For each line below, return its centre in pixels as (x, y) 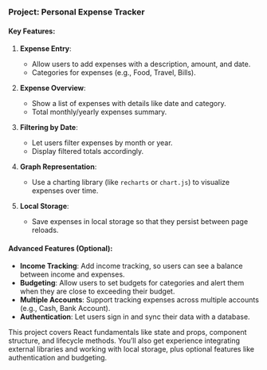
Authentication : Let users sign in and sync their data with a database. (135, 317)
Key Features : (32, 31)
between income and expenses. (72, 274)
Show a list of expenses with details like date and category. (129, 104)
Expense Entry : (45, 49)
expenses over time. (65, 191)
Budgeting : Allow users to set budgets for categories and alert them (132, 283)
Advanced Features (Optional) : (61, 248)
